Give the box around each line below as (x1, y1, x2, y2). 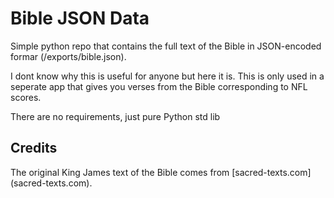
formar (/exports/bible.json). (10, 50, 127, 62)
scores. (10, 91, 42, 103)
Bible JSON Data (10, 7, 150, 30)
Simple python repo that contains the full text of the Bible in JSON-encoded (10, 40, 322, 52)
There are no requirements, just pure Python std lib (10, 110, 221, 122)
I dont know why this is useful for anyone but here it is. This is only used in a (10, 70, 325, 82)
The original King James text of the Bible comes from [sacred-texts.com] (10, 166, 312, 178)
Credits (10, 140, 58, 157)
